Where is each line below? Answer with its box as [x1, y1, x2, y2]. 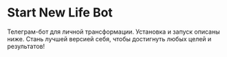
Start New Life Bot [7, 5, 113, 21]
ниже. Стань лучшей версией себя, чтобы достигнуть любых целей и [7, 34, 212, 43]
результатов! [7, 42, 45, 50]
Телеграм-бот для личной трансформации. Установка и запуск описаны [7, 27, 220, 36]
